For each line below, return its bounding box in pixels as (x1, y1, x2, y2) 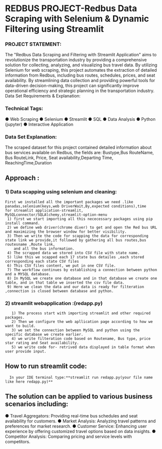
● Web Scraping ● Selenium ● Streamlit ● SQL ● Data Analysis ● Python (5, 116, 156, 122)
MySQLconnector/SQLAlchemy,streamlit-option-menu (5, 212, 108, 217)
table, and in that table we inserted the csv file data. (5, 280, 125, 285)
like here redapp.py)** (5, 379, 53, 384)
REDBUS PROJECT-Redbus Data (5, 3, 137, 14)
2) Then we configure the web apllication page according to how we (11, 320, 153, 324)
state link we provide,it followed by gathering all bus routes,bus (5, 238, 146, 242)
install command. (5, 221, 40, 225)
